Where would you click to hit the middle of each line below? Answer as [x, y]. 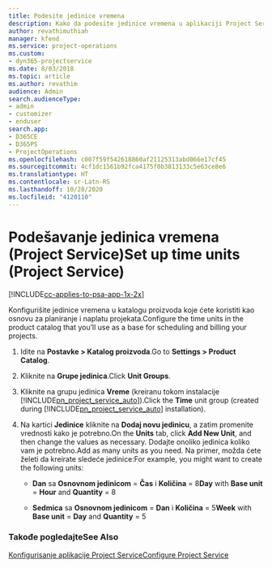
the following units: [52, 467]
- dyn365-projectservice [50, 62]
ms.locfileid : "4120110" [50, 197]
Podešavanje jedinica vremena [114, 237]
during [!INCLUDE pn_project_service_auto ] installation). [113, 409]
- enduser [25, 122]
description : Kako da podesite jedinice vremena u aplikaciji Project [130, 24]
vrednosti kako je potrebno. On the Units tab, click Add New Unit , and [136, 433]
